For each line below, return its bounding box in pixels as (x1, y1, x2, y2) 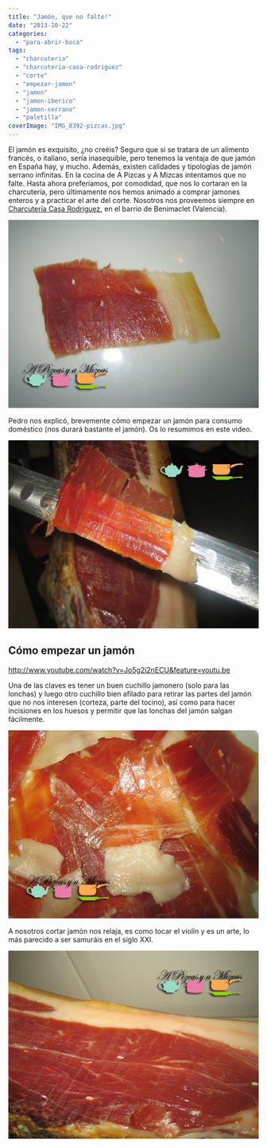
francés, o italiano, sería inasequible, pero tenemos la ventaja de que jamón (8, 154, 256, 162)
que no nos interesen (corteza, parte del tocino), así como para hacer (8, 697, 236, 707)
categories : (8, 29, 48, 37)
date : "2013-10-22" (8, 21, 73, 29)
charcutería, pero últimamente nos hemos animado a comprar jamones (8, 187, 241, 197)
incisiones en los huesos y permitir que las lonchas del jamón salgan (8, 705, 233, 716)
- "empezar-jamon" (15, 80, 77, 88)
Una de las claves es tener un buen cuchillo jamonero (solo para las (8, 681, 230, 690)
